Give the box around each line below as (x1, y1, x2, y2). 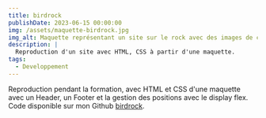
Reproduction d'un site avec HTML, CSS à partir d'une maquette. (15, 48, 236, 56)
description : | (8, 41, 59, 49)
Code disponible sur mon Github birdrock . (8, 101, 145, 110)
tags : (8, 56, 26, 64)
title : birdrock (8, 11, 62, 20)
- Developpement (15, 63, 69, 71)
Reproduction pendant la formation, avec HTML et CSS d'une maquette (8, 84, 241, 94)
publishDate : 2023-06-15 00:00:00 (8, 19, 123, 27)
